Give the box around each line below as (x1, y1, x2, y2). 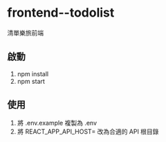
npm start (17, 77, 45, 85)
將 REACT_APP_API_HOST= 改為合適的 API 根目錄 (17, 127, 159, 136)
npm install (17, 69, 49, 78)
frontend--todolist (7, 5, 115, 21)
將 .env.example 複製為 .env (17, 118, 98, 127)
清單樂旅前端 (7, 28, 44, 37)
